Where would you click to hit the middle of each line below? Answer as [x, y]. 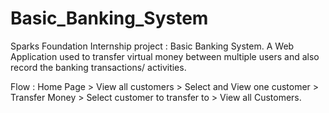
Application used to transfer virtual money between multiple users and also [165, 56]
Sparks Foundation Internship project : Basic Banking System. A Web [152, 46]
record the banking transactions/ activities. [98, 67]
